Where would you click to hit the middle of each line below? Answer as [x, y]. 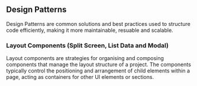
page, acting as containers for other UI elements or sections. [80, 77]
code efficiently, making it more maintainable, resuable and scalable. [90, 30]
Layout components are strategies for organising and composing [85, 58]
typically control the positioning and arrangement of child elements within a [98, 71]
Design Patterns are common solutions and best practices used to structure [98, 24]
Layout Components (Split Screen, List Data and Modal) [87, 45]
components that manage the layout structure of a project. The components [98, 65]
